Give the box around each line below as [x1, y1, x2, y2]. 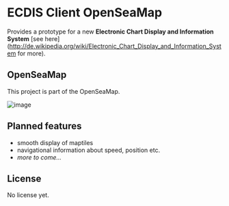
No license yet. [7, 191, 49, 199]
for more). [17, 49, 46, 57]
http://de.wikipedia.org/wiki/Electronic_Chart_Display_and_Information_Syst [9, 42, 222, 50]
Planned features [7, 120, 82, 132]
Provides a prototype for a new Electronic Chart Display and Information [7, 27, 214, 36]
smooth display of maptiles [16, 138, 94, 146]
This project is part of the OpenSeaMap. [7, 87, 120, 95]
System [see [7, 34, 44, 42]
